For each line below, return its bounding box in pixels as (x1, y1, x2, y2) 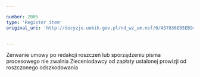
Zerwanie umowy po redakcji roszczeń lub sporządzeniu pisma (6, 52, 161, 59)
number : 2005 (6, 14, 39, 20)
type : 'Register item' (6, 19, 62, 25)
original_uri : (6, 25, 42, 31)
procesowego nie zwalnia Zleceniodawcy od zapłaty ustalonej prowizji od (6, 57, 187, 65)
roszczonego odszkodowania (6, 64, 79, 71)
